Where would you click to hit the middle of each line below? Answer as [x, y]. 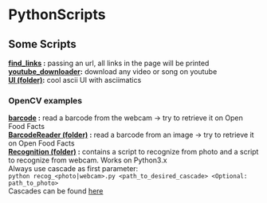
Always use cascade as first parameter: [73, 169]
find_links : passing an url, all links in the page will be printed [109, 63]
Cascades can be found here [56, 191]
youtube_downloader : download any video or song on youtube [113, 72]
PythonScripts [57, 15]
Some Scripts [43, 44]
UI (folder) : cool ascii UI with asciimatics [75, 80]
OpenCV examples [45, 100]
